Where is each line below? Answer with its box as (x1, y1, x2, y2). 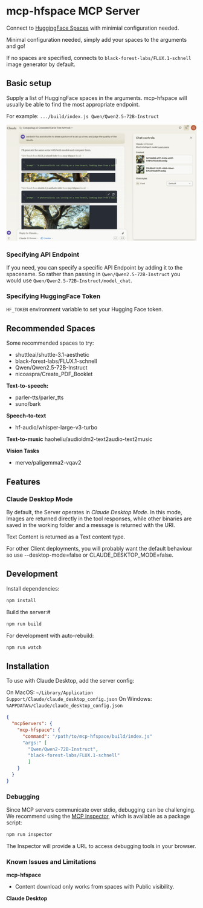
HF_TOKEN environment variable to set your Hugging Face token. (6, 306, 163, 313)
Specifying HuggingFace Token (6, 292, 101, 300)
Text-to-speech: (6, 382, 49, 389)
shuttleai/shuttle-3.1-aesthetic (14, 351, 89, 359)
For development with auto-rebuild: (6, 632, 94, 639)
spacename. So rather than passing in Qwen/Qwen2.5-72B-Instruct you (6, 271, 181, 278)
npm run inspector (6, 832, 53, 838)
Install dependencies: (6, 585, 60, 592)
